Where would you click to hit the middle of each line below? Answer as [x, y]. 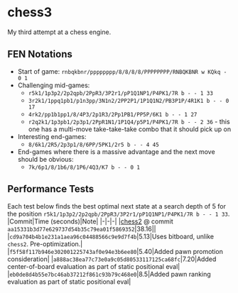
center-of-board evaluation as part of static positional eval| [94, 266]
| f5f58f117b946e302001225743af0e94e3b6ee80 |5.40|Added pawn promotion [115, 251]
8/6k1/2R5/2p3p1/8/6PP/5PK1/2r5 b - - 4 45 [94, 145]
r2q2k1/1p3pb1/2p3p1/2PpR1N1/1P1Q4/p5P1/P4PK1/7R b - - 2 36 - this [129, 121]
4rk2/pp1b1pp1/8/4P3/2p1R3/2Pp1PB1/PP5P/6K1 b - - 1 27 [113, 114]
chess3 [30, 12]
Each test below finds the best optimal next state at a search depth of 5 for [117, 206]
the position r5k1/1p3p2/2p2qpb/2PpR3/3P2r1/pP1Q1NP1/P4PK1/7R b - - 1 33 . [119, 214]
